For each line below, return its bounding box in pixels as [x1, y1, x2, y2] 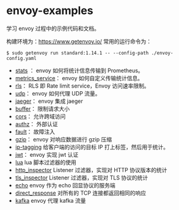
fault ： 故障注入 [15, 128, 56, 135]
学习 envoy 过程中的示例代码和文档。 [6, 24, 100, 32]
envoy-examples [6, 4, 93, 18]
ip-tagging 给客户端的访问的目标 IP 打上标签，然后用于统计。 [15, 143, 169, 151]
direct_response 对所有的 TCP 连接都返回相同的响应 [15, 189, 147, 197]
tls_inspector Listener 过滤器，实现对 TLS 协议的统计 [15, 174, 148, 181]
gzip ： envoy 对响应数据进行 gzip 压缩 [15, 135, 112, 143]
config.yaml [6, 55, 37, 61]
